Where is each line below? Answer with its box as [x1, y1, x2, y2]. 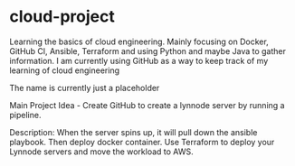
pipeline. [9, 109, 42, 120]
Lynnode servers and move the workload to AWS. [9, 146, 195, 157]
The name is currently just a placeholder [9, 82, 160, 93]
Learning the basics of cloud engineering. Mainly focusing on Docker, [9, 36, 269, 47]
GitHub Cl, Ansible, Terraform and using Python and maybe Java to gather [9, 45, 287, 56]
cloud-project [9, 6, 115, 27]
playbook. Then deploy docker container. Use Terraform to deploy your [9, 136, 275, 147]
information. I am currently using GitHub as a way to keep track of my [9, 55, 269, 66]
